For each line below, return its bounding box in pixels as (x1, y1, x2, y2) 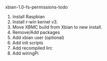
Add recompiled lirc (12, 45, 53, 51)
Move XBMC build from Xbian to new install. (12, 24, 103, 30)
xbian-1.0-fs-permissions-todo (5, 4, 68, 10)
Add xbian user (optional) (12, 34, 64, 40)
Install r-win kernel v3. (12, 19, 58, 25)
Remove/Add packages (12, 30, 60, 35)
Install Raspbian (12, 14, 45, 19)
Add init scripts (12, 40, 44, 46)
